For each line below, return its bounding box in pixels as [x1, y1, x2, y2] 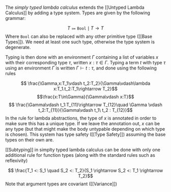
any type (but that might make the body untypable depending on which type [5, 126, 165, 132]
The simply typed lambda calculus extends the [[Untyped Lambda [5, 5, 145, 10]
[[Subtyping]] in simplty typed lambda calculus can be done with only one [5, 147, 160, 153]
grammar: [5, 15, 26, 21]
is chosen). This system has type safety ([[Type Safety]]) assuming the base [5, 131, 166, 137]
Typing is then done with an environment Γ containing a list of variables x [5, 54, 159, 60]
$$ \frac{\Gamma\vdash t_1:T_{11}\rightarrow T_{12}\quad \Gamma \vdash [8, 102, 163, 108]
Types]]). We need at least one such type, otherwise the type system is [5, 39, 155, 45]
